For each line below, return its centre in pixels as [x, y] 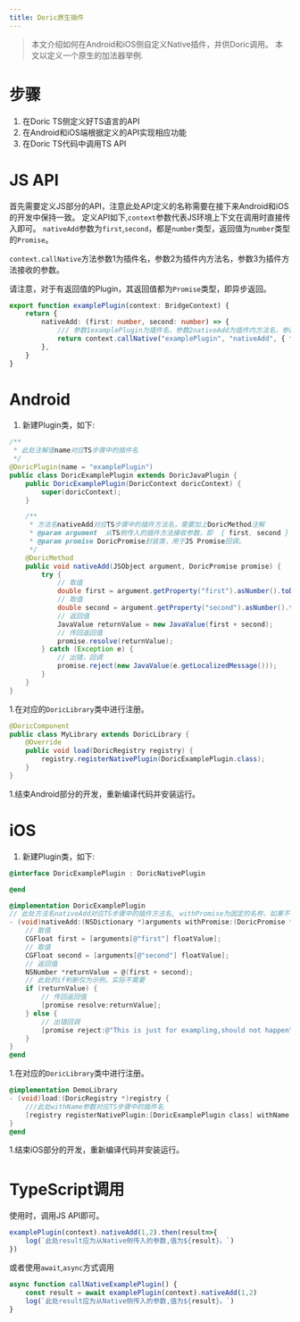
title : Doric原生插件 [47, 17]
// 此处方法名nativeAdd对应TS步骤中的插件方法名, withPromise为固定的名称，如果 [146, 914]
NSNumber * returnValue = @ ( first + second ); [109, 972]
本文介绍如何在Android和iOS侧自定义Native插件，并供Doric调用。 [152, 44]
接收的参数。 [40, 270]
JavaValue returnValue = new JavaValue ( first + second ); [165, 624]
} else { [42, 1013]
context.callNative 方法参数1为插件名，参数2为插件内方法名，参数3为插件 [146, 258]
